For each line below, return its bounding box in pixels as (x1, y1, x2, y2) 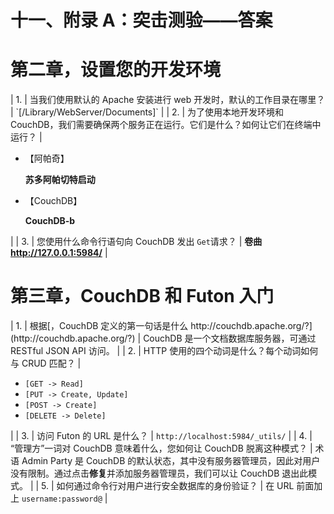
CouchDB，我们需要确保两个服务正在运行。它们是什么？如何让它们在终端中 (10, 119, 322, 131)
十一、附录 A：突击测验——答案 (10, 9, 273, 32)
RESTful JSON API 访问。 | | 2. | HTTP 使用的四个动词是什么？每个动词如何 (10, 345, 319, 357)
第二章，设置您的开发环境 (10, 59, 222, 81)
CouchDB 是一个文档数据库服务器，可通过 (143, 332, 317, 345)
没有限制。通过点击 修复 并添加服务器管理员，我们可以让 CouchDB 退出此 (10, 467, 309, 480)
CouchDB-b (24, 215, 76, 227)
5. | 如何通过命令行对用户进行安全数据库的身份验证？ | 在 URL (41, 480, 295, 492)
